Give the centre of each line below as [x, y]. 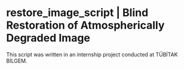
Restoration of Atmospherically [85, 25]
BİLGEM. [17, 61]
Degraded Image [48, 38]
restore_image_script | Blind [77, 13]
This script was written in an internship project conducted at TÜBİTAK [92, 54]
